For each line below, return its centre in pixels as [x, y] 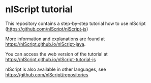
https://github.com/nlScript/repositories [47, 74]
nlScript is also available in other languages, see [56, 69]
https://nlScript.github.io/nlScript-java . [46, 44]
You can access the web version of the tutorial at [56, 54]
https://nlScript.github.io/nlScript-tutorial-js [51, 59]
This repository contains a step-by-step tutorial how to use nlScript [75, 23]
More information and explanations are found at [55, 39]
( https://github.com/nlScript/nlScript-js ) [47, 29]
